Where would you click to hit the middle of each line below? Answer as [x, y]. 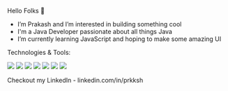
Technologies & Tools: [39, 52]
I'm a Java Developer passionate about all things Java [95, 32]
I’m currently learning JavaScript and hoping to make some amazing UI [119, 39]
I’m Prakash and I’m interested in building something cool [99, 24]
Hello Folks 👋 [26, 11]
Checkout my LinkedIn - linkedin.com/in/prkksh [75, 80]
